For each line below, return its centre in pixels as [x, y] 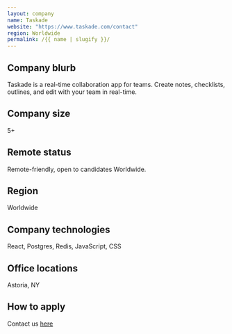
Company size [39, 114]
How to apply [36, 307]
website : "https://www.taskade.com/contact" [73, 26]
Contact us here [30, 324]
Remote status [39, 153]
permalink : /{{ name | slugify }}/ [59, 40]
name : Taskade [28, 20]
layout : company [31, 14]
